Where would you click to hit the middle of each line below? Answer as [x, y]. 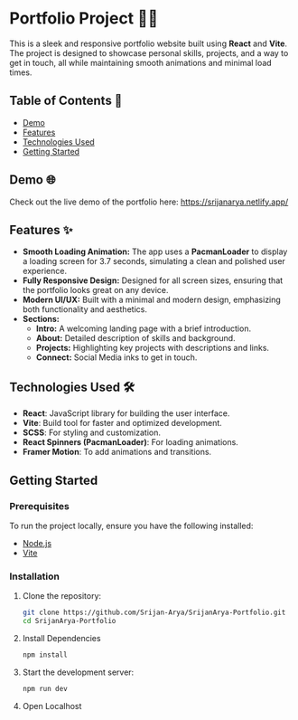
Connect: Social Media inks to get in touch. [116, 357]
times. [21, 72]
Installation [35, 576]
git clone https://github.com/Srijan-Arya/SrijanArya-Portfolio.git [154, 613]
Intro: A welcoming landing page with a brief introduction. [143, 328]
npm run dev [45, 688]
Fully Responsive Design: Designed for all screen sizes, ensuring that [153, 280]
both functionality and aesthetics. [84, 309]
